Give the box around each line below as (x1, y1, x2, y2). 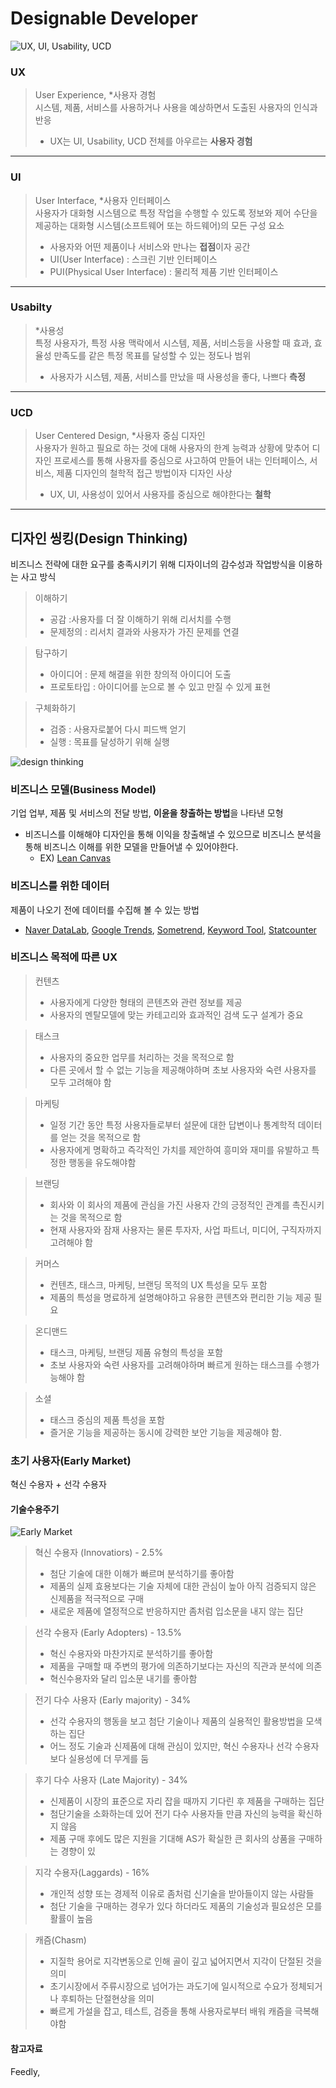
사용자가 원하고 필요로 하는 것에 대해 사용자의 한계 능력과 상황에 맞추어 (34, 442, 310, 454)
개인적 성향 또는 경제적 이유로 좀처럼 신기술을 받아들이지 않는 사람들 (49, 1888, 315, 1900)
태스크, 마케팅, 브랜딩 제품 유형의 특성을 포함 (49, 1346, 224, 1358)
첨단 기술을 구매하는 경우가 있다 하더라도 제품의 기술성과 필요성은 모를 (49, 1900, 323, 1912)
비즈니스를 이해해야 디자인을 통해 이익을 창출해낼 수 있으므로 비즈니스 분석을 (24, 828, 322, 841)
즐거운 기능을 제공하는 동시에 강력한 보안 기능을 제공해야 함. (49, 1426, 283, 1438)
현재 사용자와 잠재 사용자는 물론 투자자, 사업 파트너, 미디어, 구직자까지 (49, 1223, 322, 1236)
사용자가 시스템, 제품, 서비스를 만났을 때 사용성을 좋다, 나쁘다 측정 (49, 370, 306, 382)
